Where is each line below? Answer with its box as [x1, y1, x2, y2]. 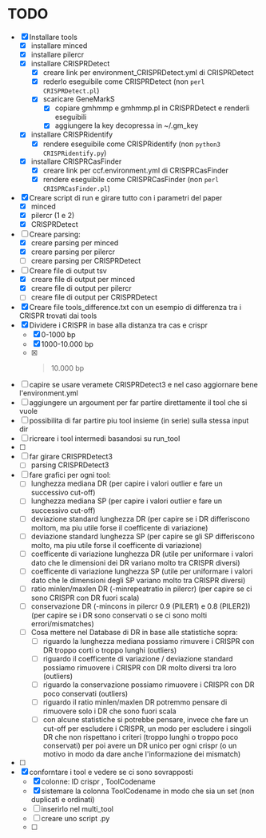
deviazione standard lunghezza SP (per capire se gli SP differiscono [30, 531, 255, 541]
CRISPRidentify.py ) [42, 148, 107, 157]
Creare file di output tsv [29, 266, 107, 276]
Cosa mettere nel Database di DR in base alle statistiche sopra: [30, 627, 238, 637]
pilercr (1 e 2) [30, 210, 75, 220]
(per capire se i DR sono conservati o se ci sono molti [30, 610, 208, 620]
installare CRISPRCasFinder [30, 157, 122, 166]
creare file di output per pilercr [30, 284, 133, 293]
